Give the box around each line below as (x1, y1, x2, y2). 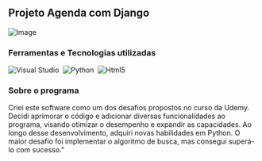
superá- (228, 136, 255, 146)
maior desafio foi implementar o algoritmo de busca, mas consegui (8, 136, 228, 146)
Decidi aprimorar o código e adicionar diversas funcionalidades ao (8, 111, 226, 121)
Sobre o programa (8, 85, 79, 96)
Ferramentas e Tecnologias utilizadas (8, 47, 156, 58)
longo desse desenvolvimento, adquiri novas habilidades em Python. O (8, 128, 241, 138)
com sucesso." (15, 145, 65, 155)
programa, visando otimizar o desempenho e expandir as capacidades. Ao (8, 120, 252, 129)
